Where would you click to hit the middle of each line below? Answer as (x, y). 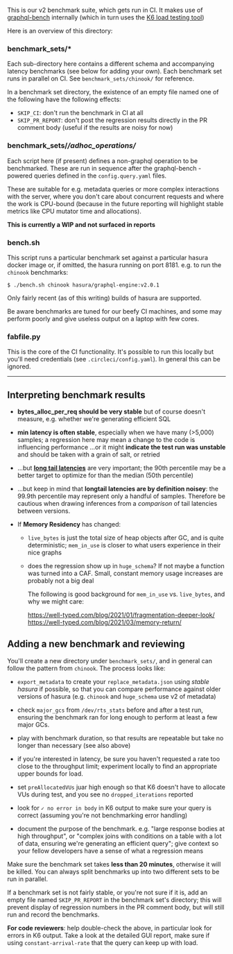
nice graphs (45, 552)
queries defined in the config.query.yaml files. (100, 176)
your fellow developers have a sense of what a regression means (110, 851)
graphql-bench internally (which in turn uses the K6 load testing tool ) (106, 17)
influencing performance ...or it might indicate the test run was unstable (121, 447)
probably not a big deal (61, 581)
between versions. (44, 511)
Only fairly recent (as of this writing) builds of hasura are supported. (104, 298)
